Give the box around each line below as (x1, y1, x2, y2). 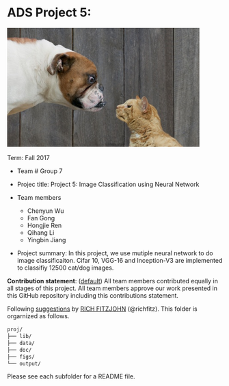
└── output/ (7, 360, 41, 367)
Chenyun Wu (27, 207, 64, 215)
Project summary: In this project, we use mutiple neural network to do (16, 248, 213, 257)
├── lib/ (7, 333, 32, 339)
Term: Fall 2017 (7, 153, 50, 162)
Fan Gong (27, 214, 55, 222)
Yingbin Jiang (27, 235, 66, 244)
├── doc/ (7, 346, 32, 353)
